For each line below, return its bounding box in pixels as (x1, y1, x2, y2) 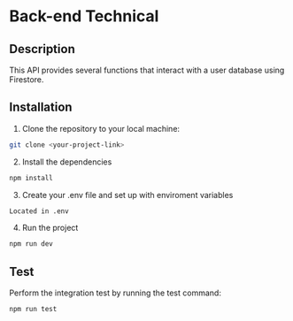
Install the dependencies (21, 157, 112, 167)
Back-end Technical (9, 6, 159, 27)
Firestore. (9, 74, 44, 85)
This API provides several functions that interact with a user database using (9, 65, 285, 75)
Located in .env (9, 206, 69, 216)
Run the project (21, 223, 79, 233)
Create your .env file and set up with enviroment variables (21, 189, 234, 200)
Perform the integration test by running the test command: (9, 287, 221, 298)
